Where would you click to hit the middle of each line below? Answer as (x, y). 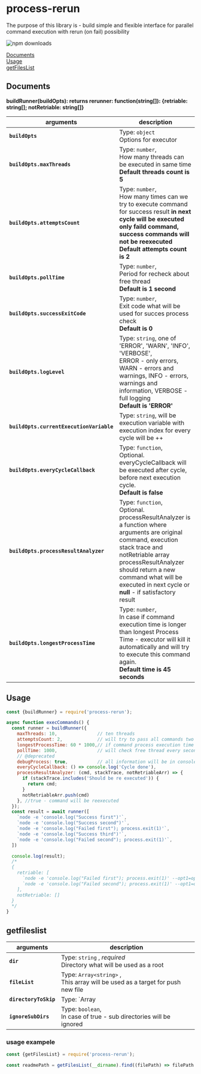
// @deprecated (36, 756)
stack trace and (141, 547)
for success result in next (155, 212)
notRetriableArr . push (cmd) (56, 795)
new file (72, 989)
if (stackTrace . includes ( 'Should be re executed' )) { (91, 779)
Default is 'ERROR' (146, 405)
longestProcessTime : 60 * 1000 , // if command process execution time (106, 745)
